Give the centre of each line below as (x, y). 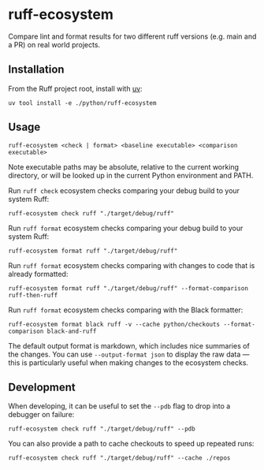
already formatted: (38, 274)
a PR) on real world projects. (54, 44)
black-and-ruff (72, 331)
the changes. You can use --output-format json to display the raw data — (129, 354)
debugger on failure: (41, 415)
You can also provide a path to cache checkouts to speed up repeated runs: (131, 444)
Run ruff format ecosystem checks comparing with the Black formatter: (126, 310)
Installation (36, 70)
